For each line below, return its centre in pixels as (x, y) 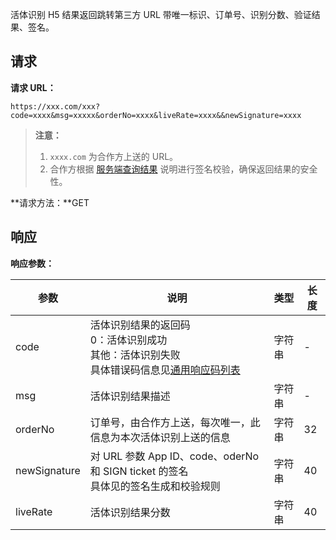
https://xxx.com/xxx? (55, 106)
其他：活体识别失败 (135, 355)
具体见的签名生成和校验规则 (155, 486)
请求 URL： (33, 87)
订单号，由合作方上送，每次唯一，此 (175, 422)
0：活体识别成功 (128, 340)
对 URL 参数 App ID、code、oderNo (174, 456)
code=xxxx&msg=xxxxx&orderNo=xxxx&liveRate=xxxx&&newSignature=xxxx (156, 115)
